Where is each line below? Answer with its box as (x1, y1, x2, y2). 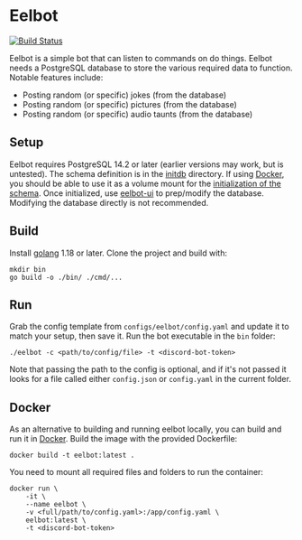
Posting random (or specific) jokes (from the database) (22, 89, 227, 100)
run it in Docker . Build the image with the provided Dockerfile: (9, 433, 238, 444)
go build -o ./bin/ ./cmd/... (9, 273, 124, 282)
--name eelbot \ (25, 500, 87, 509)
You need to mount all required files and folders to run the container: (9, 467, 264, 478)
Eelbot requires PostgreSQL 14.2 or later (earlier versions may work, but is (9, 159, 284, 170)
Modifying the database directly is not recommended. (9, 197, 209, 208)
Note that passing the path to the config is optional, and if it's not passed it (9, 364, 287, 375)
